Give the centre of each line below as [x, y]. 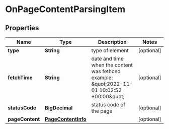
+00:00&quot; [108, 96]
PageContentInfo [65, 119]
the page [102, 111]
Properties [22, 28]
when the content [112, 65]
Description [112, 42]
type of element [110, 50]
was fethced [106, 71]
